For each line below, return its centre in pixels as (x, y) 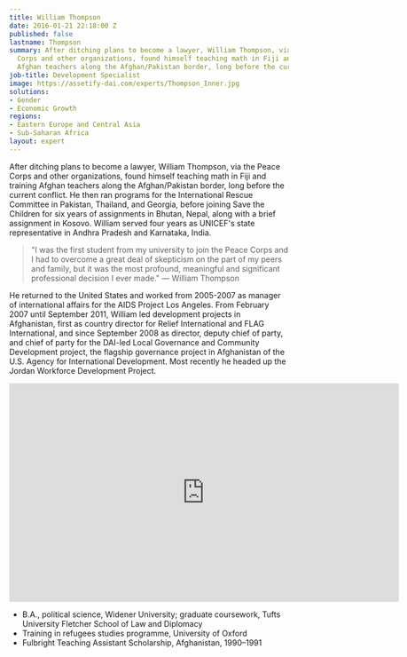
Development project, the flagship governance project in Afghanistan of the (147, 352)
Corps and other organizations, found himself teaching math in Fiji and (138, 176)
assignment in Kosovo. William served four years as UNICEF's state (132, 223)
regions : (25, 116)
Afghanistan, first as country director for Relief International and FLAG (137, 323)
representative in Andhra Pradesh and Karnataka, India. (110, 233)
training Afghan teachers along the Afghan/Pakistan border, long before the (147, 185)
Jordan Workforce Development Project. (83, 370)
